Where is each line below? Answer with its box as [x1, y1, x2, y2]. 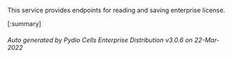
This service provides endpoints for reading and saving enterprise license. [7, 6, 226, 14]
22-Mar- [194, 35, 220, 44]
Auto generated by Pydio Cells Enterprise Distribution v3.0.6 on [7, 35, 194, 44]
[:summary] [7, 20, 41, 27]
